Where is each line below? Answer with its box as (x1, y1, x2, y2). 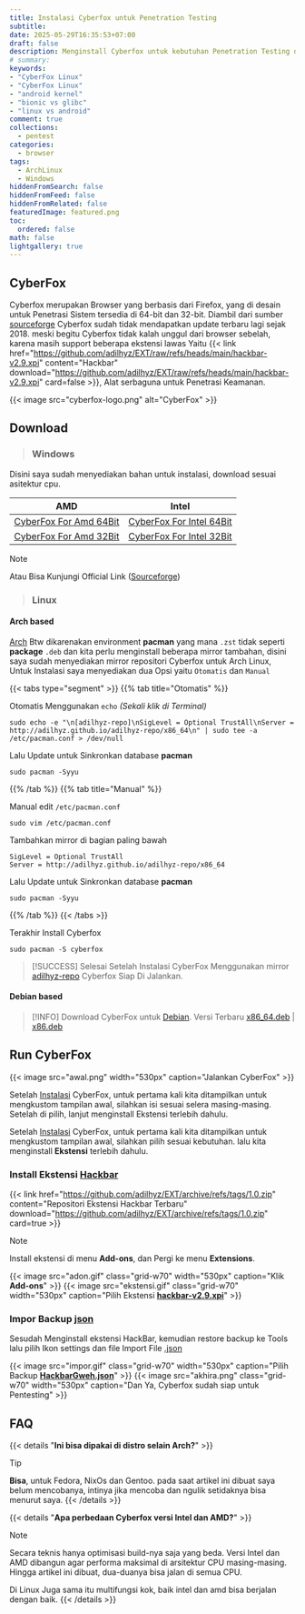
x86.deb (31, 1021, 64, 1032)
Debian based (9, 991, 64, 1002)
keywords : (9, 65, 47, 74)
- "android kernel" (9, 89, 84, 98)
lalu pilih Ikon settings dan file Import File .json (9, 1343, 183, 1354)
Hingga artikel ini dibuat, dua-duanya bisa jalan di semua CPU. (9, 1567, 242, 1578)
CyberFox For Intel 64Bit (128, 515, 233, 527)
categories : (9, 140, 54, 149)
